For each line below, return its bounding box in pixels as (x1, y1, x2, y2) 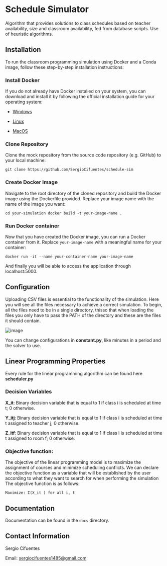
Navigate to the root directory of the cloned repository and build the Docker (5, 190, 161, 196)
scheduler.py (5, 376, 34, 382)
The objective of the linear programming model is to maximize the (5, 459, 141, 465)
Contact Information (5, 532, 70, 540)
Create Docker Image (5, 179, 58, 186)
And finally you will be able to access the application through (5, 263, 131, 269)
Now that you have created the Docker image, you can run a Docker (5, 233, 146, 239)
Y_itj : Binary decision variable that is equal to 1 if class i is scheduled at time (5, 415, 162, 421)
